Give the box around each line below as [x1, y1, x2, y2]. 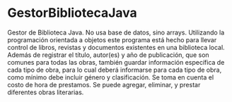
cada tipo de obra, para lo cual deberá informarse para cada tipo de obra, [7, 65, 222, 74]
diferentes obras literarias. [7, 88, 84, 96]
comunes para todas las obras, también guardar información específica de [7, 58, 225, 66]
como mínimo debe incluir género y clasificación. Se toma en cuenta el [7, 72, 214, 82]
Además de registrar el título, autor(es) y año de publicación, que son [7, 51, 210, 59]
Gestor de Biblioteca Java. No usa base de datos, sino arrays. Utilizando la [7, 28, 225, 37]
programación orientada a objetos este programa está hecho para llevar [7, 35, 217, 44]
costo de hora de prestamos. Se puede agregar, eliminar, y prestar [7, 80, 201, 89]
